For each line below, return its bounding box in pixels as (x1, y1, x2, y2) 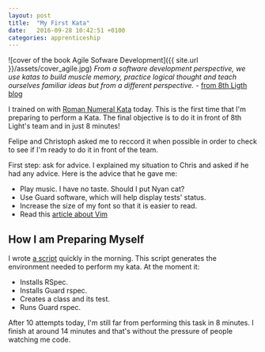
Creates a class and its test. (19, 294, 111, 304)
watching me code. (8, 335, 71, 345)
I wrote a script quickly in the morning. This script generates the (8, 254, 218, 263)
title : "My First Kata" (8, 19, 90, 27)
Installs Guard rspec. (19, 286, 88, 296)
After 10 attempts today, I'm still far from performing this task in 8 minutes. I (8, 318, 255, 327)
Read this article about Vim (19, 209, 108, 219)
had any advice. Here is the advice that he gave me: (8, 169, 178, 178)
